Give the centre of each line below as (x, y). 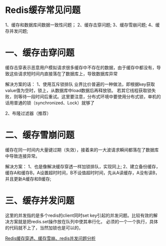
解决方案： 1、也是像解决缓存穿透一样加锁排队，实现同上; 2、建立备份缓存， (83, 166)
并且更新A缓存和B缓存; (28, 179)
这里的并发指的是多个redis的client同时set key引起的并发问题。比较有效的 (79, 215)
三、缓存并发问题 (40, 200)
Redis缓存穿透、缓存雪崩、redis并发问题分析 (50, 238)
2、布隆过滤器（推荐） (28, 113)
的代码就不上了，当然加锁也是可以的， (44, 228)
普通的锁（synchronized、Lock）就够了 (54, 102)
